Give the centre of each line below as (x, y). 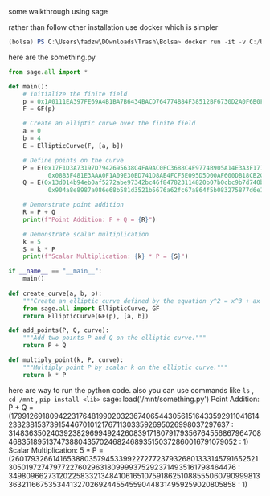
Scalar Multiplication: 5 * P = (56, 450)
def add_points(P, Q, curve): (59, 330)
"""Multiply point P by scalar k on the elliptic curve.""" (125, 367)
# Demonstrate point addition (74, 205)
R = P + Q (39, 212)
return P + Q (45, 346)
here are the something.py (52, 57)
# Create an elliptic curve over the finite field (109, 124)
